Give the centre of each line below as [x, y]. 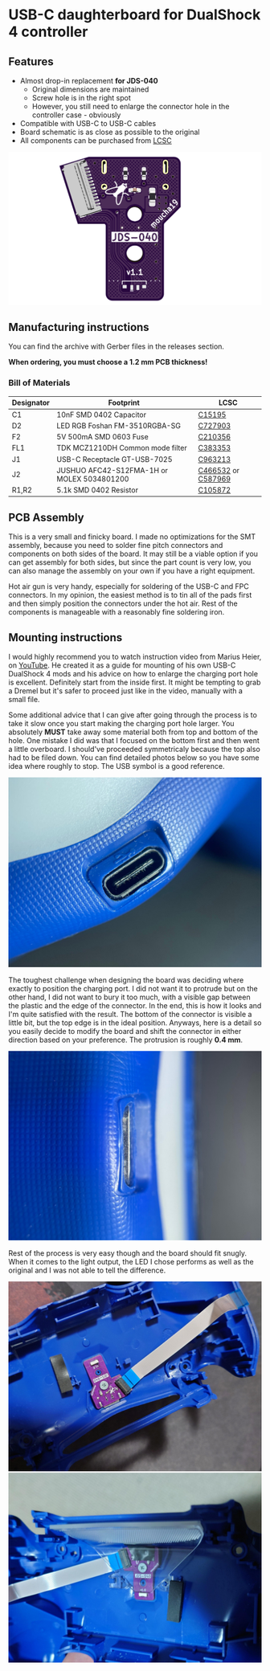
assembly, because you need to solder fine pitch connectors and [116, 545]
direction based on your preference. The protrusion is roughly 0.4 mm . [126, 1040]
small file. [24, 700]
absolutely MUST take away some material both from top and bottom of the [133, 732]
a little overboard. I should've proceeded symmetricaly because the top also [135, 750]
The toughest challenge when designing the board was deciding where [126, 980]
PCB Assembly [46, 517]
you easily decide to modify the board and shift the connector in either [125, 1031]
